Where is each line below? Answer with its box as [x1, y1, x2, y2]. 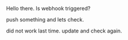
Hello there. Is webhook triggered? [6, 5, 91, 12]
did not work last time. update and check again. [6, 27, 123, 34]
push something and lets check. [6, 16, 84, 23]
